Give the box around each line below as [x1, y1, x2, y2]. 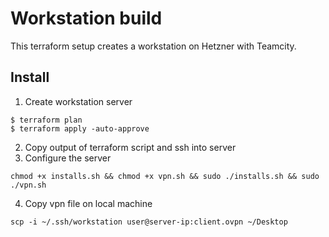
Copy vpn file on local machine [24, 197, 153, 209]
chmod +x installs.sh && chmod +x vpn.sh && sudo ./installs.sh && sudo [10, 171, 320, 181]
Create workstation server [24, 95, 133, 107]
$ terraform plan [10, 115, 83, 125]
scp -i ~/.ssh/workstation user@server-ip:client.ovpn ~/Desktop [10, 217, 288, 227]
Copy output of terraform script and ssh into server [24, 141, 237, 153]
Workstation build [10, 7, 163, 30]
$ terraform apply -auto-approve [10, 123, 150, 134]
